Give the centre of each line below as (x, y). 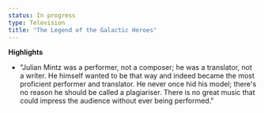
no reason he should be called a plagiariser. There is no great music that (137, 93)
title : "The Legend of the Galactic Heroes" (83, 30)
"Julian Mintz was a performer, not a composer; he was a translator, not (136, 67)
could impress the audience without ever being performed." (117, 101)
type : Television (37, 23)
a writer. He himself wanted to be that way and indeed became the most (137, 76)
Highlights (26, 53)
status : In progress (42, 15)
